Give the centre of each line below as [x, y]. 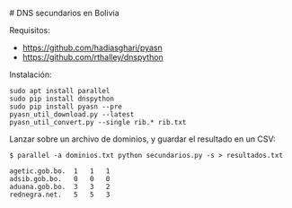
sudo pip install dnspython [62, 99]
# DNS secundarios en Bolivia [64, 13]
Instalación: [31, 74]
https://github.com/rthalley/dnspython [93, 57]
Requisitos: [30, 30]
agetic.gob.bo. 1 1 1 [60, 171]
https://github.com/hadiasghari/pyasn [93, 48]
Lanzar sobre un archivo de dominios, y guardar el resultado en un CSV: [142, 139]
